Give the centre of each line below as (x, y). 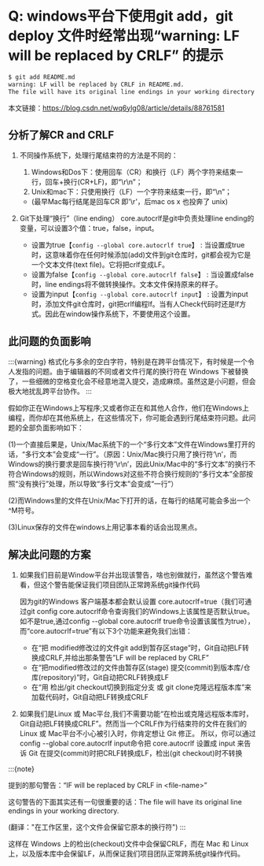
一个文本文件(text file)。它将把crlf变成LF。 (100, 265)
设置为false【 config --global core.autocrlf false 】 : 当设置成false (142, 275)
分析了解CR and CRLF (61, 135)
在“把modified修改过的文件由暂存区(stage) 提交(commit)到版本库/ (137, 667)
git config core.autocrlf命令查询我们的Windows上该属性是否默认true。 (140, 611)
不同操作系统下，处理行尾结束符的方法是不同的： (99, 155)
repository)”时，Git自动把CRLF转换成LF (105, 677)
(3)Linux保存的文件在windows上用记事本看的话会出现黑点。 (105, 527)
